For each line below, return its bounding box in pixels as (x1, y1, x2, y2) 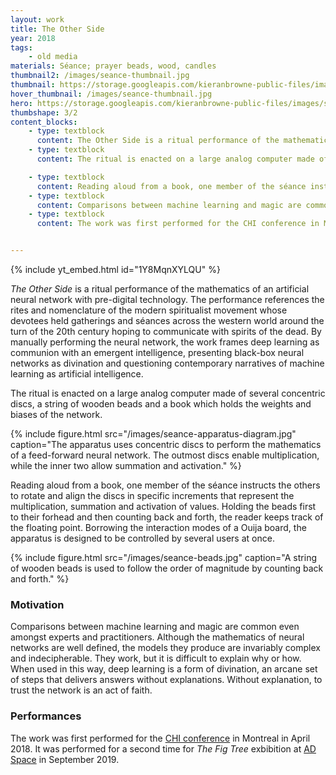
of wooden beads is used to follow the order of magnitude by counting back (10, 562, 324, 574)
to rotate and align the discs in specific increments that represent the (10, 490, 295, 501)
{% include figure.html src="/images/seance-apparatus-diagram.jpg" (10, 428, 297, 440)
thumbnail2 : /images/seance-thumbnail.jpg (10, 71, 190, 81)
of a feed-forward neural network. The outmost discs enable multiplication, (10, 449, 320, 461)
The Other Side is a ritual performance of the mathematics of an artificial (10, 283, 310, 295)
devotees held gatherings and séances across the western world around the (10, 315, 325, 326)
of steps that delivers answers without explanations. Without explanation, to (10, 674, 323, 686)
